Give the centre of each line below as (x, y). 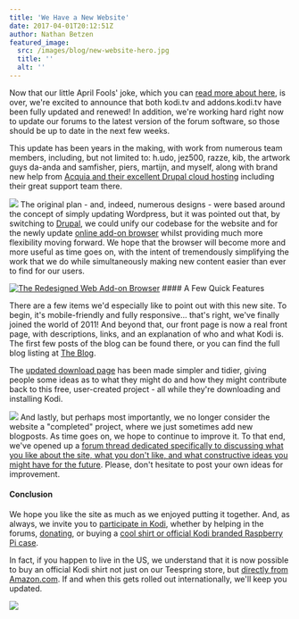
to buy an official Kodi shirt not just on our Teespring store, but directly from (149, 570)
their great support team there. (66, 186)
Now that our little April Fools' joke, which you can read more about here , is (147, 92)
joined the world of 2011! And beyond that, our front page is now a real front (149, 324)
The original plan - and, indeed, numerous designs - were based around (153, 204)
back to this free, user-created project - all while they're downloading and (145, 389)
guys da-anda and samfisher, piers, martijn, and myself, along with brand (144, 167)
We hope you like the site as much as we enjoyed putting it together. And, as (149, 514)
